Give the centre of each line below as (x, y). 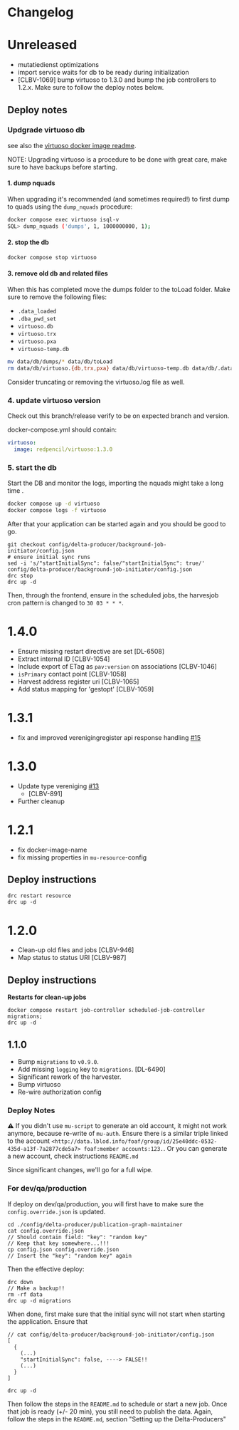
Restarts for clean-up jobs (47, 997)
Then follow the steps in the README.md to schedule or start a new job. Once (117, 1404)
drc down (20, 1282)
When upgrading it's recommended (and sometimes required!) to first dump (118, 199)
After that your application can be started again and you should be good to (117, 523)
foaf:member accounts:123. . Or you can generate (155, 1149)
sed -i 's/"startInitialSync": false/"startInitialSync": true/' (106, 563)
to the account (29, 1141)
